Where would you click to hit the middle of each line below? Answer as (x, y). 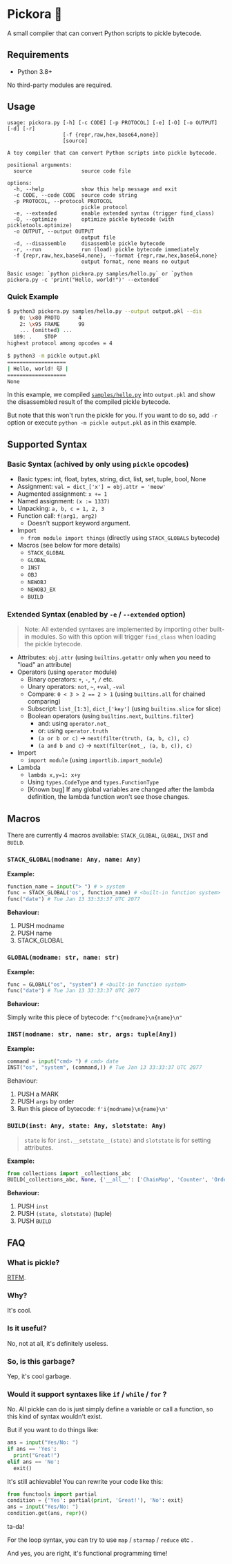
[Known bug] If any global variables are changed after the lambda (121, 789)
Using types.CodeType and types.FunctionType (93, 782)
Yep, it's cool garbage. (39, 1376)
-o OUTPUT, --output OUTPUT (54, 231)
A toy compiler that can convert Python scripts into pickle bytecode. (112, 153)
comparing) (44, 702)
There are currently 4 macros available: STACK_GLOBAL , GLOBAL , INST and (108, 836)
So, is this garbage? (41, 1361)
